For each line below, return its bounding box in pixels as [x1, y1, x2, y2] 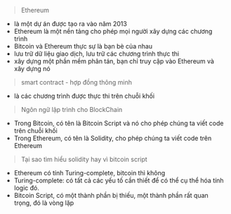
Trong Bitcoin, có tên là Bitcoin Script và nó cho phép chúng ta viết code [13, 119, 224, 127]
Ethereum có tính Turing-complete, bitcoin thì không [13, 169, 166, 177]
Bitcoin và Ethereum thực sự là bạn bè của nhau [13, 42, 153, 50]
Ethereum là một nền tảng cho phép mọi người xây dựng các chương [13, 27, 213, 35]
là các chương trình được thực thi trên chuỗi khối [13, 92, 155, 100]
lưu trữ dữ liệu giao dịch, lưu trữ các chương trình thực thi [13, 49, 180, 58]
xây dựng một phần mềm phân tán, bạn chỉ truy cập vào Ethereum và [13, 57, 214, 65]
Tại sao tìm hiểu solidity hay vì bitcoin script [20, 155, 147, 163]
